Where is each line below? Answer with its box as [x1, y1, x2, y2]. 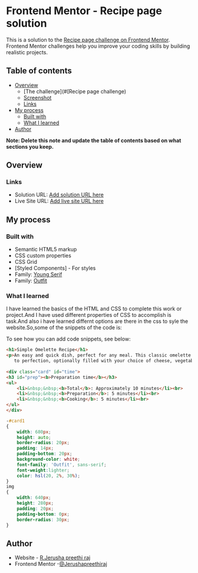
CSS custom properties [14, 252, 72, 259]
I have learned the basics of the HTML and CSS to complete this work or [6, 305, 182, 312]
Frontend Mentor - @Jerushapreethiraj [14, 561, 107, 568]
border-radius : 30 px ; [16, 516, 70, 523]
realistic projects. [6, 48, 48, 55]
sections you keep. [6, 143, 54, 150]
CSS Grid [14, 258, 37, 266]
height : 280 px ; [16, 500, 54, 506]
